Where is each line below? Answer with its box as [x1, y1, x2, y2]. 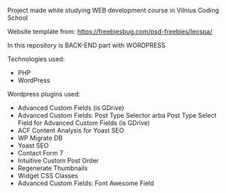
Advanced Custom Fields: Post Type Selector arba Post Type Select [17, 111, 217, 119]
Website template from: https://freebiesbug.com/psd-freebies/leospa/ [7, 28, 213, 35]
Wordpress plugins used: [7, 90, 80, 98]
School [7, 13, 28, 22]
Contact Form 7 [17, 149, 64, 157]
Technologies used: [7, 55, 65, 63]
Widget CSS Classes [17, 172, 78, 180]
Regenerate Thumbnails [17, 164, 88, 172]
